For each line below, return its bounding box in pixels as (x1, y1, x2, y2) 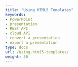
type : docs (5, 45, 28, 50)
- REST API (5, 26, 28, 31)
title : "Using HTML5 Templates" (5, 7, 73, 13)
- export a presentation (5, 40, 58, 45)
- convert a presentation (5, 36, 60, 41)
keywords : (5, 12, 26, 17)
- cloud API (5, 31, 30, 36)
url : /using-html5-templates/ (5, 49, 69, 54)
